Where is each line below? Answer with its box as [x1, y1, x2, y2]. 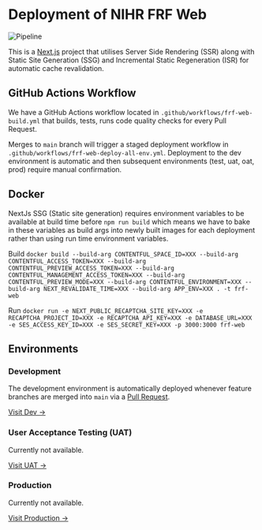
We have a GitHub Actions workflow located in [8, 107, 159, 117]
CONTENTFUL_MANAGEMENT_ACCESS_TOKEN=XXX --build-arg [8, 271, 185, 279]
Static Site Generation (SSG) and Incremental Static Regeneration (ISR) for [8, 55, 249, 65]
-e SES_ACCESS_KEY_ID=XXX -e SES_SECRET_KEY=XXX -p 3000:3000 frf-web [8, 321, 245, 329]
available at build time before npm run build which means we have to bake [8, 217, 251, 226]
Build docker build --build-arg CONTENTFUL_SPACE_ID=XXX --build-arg [8, 248, 239, 258]
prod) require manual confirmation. [8, 164, 122, 174]
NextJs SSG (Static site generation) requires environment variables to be [8, 208, 245, 218]
